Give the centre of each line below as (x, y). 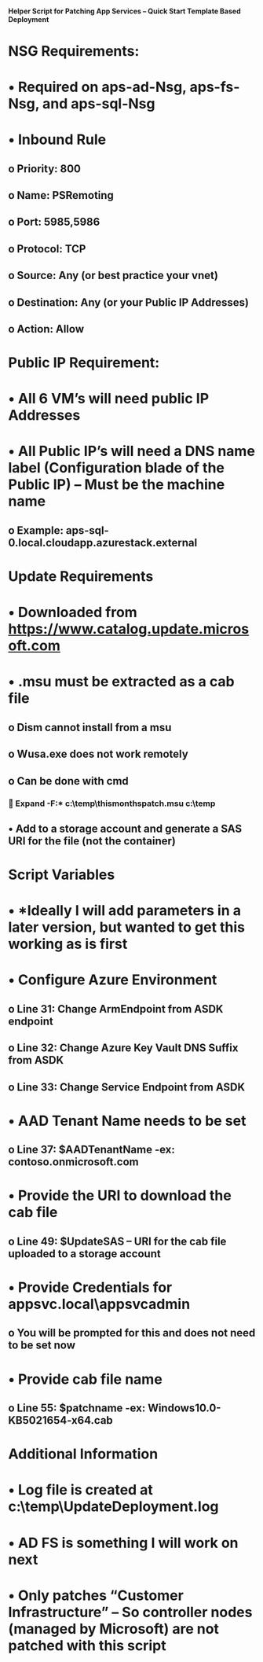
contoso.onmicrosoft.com (73, 1162)
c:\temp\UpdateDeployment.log (113, 1507)
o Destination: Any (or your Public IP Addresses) (129, 302)
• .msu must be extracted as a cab (121, 682)
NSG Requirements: (74, 51)
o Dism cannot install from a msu (90, 727)
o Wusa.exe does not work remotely (98, 754)
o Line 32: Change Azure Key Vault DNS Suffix (123, 1048)
